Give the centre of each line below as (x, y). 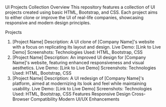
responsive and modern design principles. (48, 23)
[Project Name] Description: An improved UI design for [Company (79, 57)
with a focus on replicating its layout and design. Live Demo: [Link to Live (86, 47)
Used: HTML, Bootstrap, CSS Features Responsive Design (71, 94)
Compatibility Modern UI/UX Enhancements (75, 99)
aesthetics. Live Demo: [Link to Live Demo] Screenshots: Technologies (84, 68)
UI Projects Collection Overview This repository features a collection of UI (80, 7)
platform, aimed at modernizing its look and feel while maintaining (79, 83)
